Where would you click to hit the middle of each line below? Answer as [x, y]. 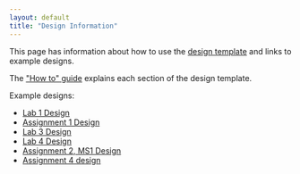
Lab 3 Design [47, 131]
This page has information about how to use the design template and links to [150, 51]
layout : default [39, 17]
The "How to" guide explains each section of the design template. [131, 78]
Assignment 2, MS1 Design [72, 150]
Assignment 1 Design [61, 122]
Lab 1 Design [46, 112]
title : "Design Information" [64, 26]
